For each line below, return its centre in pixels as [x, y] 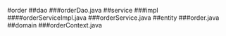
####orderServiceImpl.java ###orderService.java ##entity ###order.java [113, 18]
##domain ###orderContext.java [55, 25]
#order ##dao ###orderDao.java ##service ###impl [83, 10]
